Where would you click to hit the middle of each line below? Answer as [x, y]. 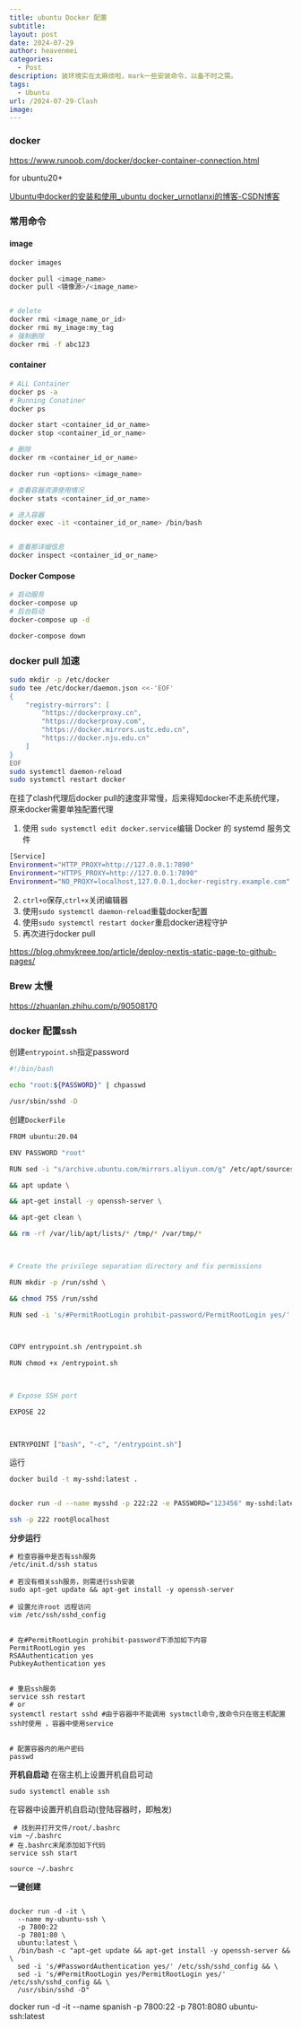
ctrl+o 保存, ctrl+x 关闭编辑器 [75, 900]
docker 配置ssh [43, 1031]
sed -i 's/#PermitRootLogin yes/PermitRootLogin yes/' [122, 1974]
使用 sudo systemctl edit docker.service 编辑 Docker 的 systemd [144, 828]
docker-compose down [48, 636]
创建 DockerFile [37, 1119]
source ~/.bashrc [42, 1869]
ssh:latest [27, 2016]
